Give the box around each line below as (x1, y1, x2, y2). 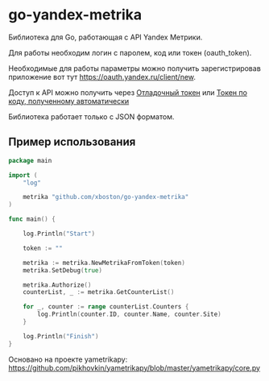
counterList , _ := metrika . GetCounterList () (23, 288, 175, 296)
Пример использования (8, 135, 136, 149)
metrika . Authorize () (23, 280, 92, 289)
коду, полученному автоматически (8, 96, 130, 106)
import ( (8, 171, 38, 179)
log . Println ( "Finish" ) (23, 332, 99, 340)
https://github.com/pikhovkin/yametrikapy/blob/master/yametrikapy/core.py (8, 362, 260, 372)
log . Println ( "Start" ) (23, 230, 95, 238)
